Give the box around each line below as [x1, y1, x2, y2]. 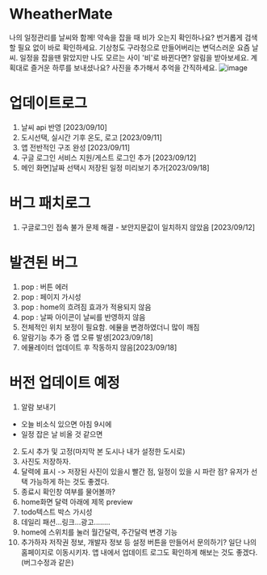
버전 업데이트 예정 [9, 373, 120, 392]
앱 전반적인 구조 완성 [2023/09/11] [20, 142, 131, 152]
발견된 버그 [9, 254, 78, 271]
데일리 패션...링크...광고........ [20, 517, 111, 527]
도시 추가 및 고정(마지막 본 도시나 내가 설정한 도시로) [20, 446, 186, 456]
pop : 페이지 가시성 [20, 292, 81, 301]
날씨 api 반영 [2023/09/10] [20, 122, 107, 132]
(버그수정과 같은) [20, 557, 75, 567]
